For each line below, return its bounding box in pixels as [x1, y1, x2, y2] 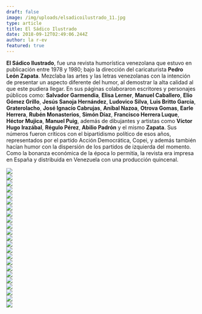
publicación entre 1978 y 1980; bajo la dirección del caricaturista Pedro [6, 65, 183, 73]
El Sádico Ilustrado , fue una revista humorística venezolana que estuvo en [6, 59, 192, 67]
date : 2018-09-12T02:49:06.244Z [6, 32, 88, 38]
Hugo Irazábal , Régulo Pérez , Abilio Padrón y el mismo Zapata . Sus [6, 124, 177, 131]
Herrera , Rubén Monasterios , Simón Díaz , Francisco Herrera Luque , [6, 110, 180, 118]
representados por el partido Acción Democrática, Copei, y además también [6, 136, 197, 144]
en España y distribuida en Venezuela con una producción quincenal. [6, 156, 179, 163]
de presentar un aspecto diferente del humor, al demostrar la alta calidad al [6, 78, 194, 85]
